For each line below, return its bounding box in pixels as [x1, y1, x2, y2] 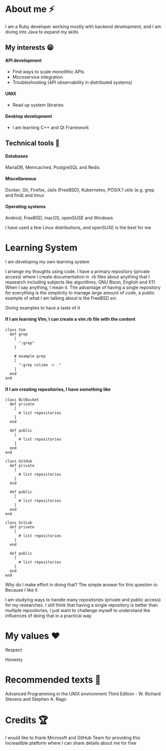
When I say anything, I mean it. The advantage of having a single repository [5, 284, 161, 290]
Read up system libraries [12, 102, 64, 108]
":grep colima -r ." [18, 363, 61, 368]
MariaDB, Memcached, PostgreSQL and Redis [5, 164, 100, 170]
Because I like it [5, 587, 38, 593]
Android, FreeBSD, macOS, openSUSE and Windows [5, 215, 113, 221]
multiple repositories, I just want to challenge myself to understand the [5, 608, 150, 614]
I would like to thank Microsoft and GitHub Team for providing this [5, 735, 140, 741]
